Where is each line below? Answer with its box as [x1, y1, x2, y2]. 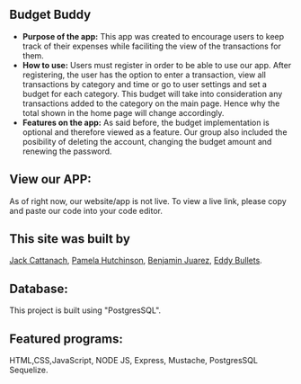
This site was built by [9, 231, 130, 246]
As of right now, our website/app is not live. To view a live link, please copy [9, 195, 288, 206]
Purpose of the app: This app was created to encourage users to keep [22, 31, 285, 41]
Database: [9, 281, 69, 296]
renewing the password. [22, 146, 112, 156]
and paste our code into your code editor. [9, 205, 164, 216]
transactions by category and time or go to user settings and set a [22, 78, 268, 89]
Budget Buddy [9, 7, 92, 22]
